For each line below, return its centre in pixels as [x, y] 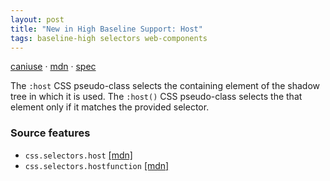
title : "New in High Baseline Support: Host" [106, 29]
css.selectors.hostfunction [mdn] [97, 165]
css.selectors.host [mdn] [78, 155]
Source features [50, 133]
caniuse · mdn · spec [53, 67]
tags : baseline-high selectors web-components [109, 38]
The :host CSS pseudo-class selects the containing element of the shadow [165, 86]
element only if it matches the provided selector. [110, 107]
